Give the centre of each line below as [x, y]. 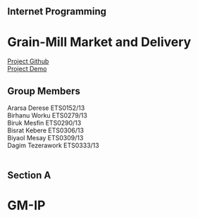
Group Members [44, 91]
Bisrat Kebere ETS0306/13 [46, 130]
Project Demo [27, 69]
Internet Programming [57, 12]
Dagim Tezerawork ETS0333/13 [54, 145]
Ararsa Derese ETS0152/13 [46, 108]
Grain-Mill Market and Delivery [99, 42]
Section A [29, 175]
